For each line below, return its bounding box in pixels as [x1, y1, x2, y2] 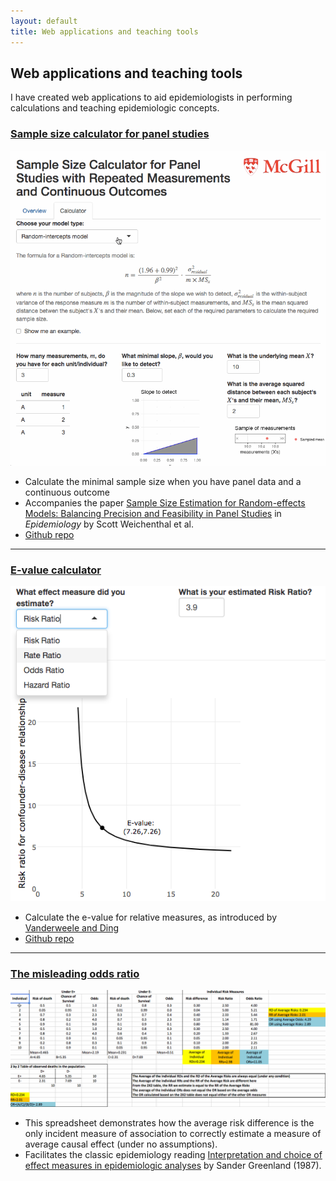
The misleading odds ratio [10, 966, 140, 980]
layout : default [10, 16, 78, 26]
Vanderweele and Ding [24, 921, 120, 934]
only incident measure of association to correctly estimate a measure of [24, 1128, 322, 1140]
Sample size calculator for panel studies [10, 127, 210, 141]
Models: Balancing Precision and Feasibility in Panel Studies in [24, 507, 282, 519]
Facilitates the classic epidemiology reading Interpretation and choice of [24, 1149, 323, 1161]
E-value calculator [10, 563, 102, 577]
